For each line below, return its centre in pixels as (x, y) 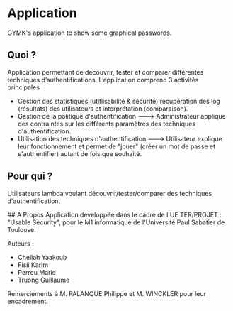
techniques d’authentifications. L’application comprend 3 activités (103, 80)
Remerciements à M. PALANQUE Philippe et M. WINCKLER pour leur (107, 293)
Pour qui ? (30, 176)
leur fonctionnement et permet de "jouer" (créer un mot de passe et (116, 146)
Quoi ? (22, 55)
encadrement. (28, 301)
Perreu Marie (37, 272)
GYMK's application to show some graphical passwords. (90, 33)
